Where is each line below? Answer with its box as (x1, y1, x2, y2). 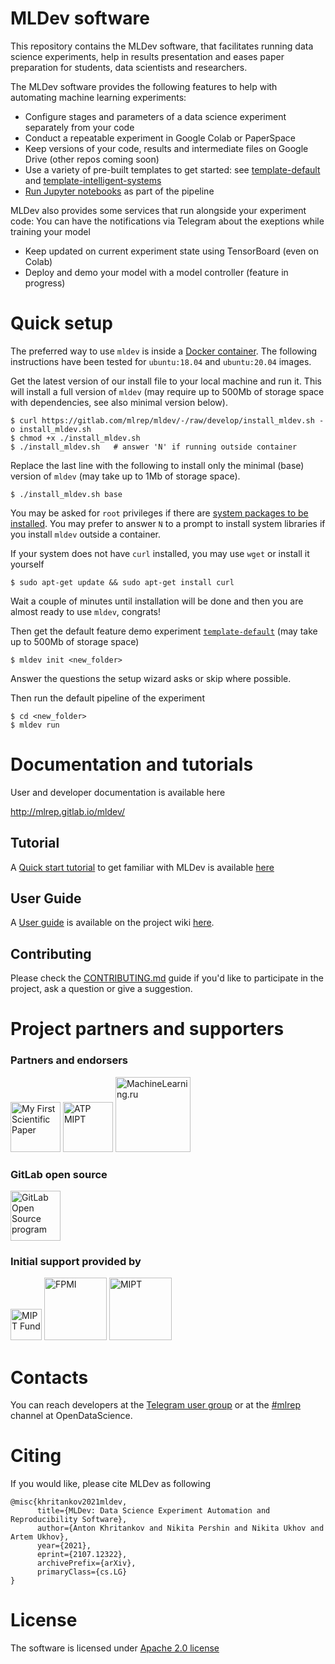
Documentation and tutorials (10, 753, 254, 776)
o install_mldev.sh (10, 424, 92, 434)
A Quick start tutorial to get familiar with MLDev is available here (10, 861, 275, 873)
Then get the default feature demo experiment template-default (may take (10, 625, 318, 637)
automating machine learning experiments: (10, 91, 187, 103)
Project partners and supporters (10, 1018, 285, 1041)
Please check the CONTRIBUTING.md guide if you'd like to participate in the (10, 972, 324, 984)
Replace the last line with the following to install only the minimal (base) (10, 459, 305, 471)
